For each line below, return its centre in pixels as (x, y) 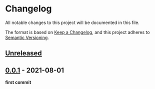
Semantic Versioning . (27, 37)
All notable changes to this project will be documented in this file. (72, 22)
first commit (18, 82)
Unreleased (24, 53)
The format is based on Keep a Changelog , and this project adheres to (77, 32)
